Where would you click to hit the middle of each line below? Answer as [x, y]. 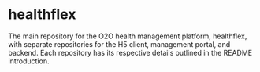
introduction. [29, 61]
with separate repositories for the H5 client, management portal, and [119, 44]
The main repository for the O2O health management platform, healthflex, [128, 36]
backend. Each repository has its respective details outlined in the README [130, 52]
